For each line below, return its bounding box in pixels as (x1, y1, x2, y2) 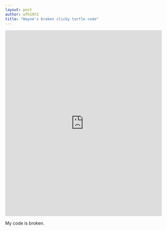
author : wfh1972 (5, 12, 39, 17)
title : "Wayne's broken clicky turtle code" (5, 16, 99, 21)
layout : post (5, 7, 32, 12)
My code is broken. (5, 220, 45, 226)
